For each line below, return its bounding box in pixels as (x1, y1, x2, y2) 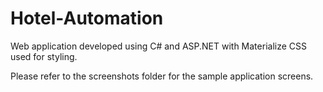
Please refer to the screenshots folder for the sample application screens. (10, 70, 314, 82)
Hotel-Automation (10, 7, 164, 30)
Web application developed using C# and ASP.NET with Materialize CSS (10, 40, 307, 52)
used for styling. (10, 50, 78, 62)
